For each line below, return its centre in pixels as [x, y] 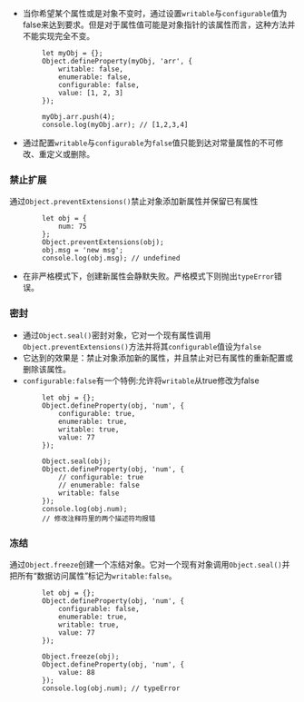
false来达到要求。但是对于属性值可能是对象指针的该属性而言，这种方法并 [159, 25]
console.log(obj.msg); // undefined [111, 258]
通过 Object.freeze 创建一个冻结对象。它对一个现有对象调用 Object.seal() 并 [150, 564]
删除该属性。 [46, 369]
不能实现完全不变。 [59, 36]
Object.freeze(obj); [81, 657]
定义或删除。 [71, 154]
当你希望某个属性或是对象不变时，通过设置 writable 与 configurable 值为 [155, 13]
